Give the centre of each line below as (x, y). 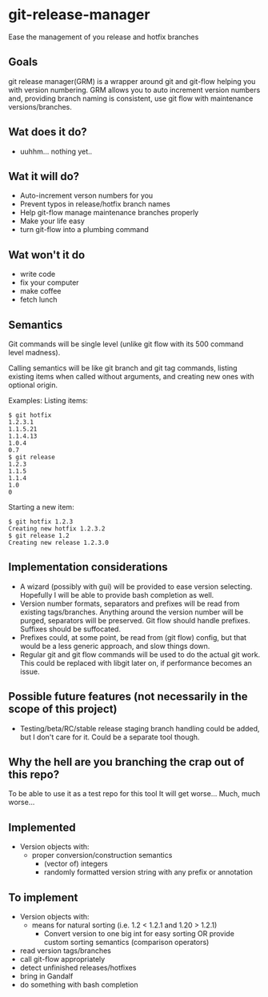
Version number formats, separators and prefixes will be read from (130, 603)
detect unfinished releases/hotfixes (78, 968)
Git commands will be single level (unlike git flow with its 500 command (126, 344)
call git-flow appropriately (62, 959)
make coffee (40, 291)
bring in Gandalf (46, 976)
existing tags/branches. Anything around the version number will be (132, 612)
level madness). (34, 352)
